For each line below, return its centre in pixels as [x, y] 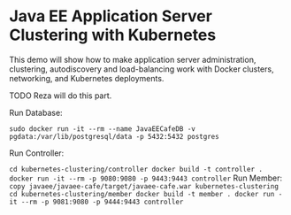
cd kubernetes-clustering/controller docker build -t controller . [136, 169]
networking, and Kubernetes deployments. [87, 78]
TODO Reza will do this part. [61, 96]
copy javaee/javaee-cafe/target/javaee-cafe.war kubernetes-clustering [144, 186]
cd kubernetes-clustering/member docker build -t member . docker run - [146, 194]
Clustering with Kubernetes [113, 35]
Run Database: [36, 112]
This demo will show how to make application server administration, [133, 59]
